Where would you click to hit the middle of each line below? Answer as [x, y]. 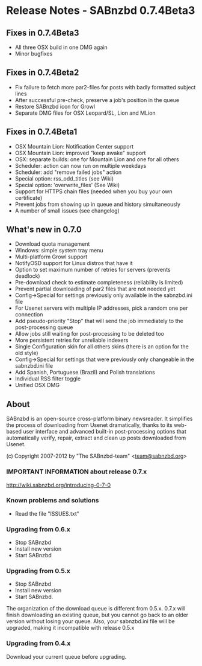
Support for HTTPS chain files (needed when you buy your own [93, 191]
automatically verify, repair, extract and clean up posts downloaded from [96, 438]
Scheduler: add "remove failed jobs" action [68, 172]
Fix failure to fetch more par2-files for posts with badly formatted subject [105, 87]
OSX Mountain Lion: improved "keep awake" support [80, 153]
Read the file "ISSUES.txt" [47, 513]
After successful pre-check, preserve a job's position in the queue [97, 100]
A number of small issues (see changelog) [67, 210]
